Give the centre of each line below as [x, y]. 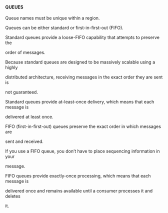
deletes [13, 196]
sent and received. [24, 141]
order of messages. [25, 52]
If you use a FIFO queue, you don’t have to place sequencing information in [82, 151]
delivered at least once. [29, 117]
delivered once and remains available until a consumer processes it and [79, 191]
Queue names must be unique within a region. [52, 18]
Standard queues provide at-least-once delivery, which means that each [80, 102]
